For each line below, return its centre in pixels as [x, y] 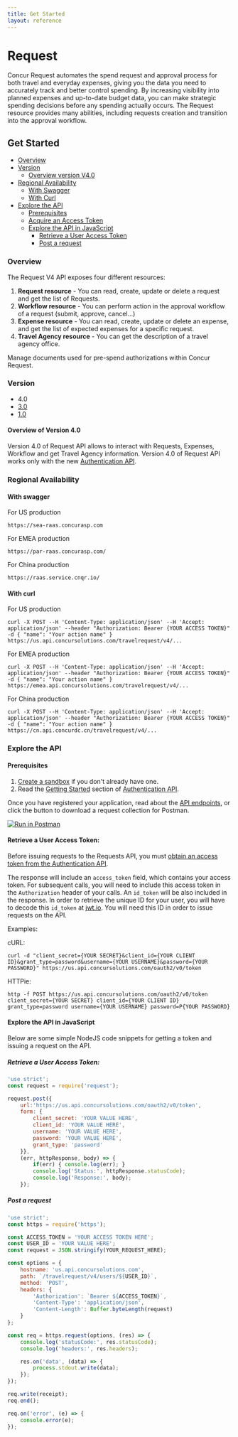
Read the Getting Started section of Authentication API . [98, 789]
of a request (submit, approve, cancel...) [76, 313]
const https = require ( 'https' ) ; [57, 1224]
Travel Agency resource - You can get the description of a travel [113, 336]
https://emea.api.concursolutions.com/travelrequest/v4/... [98, 686]
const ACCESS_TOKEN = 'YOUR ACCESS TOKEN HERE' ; [81, 1237]
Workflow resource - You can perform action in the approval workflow [121, 306]
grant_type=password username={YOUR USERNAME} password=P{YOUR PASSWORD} [119, 1006]
